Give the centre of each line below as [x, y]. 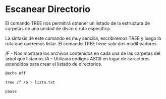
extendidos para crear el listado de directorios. [54, 64]
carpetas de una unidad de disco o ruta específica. [58, 28]
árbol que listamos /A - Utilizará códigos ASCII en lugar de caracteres [77, 58]
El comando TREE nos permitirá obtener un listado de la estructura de [78, 23]
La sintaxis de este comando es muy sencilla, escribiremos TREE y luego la [83, 38]
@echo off [16, 73]
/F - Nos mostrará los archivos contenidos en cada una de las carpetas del [83, 53]
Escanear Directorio [48, 9]
